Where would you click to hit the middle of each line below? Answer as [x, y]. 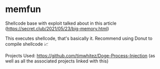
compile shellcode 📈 [27, 44]
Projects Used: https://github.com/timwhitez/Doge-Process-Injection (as [80, 55]
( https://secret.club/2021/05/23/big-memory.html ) [57, 28]
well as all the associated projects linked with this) [57, 61]
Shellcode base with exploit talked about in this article [61, 23]
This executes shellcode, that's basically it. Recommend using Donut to [79, 38]
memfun [23, 9]
